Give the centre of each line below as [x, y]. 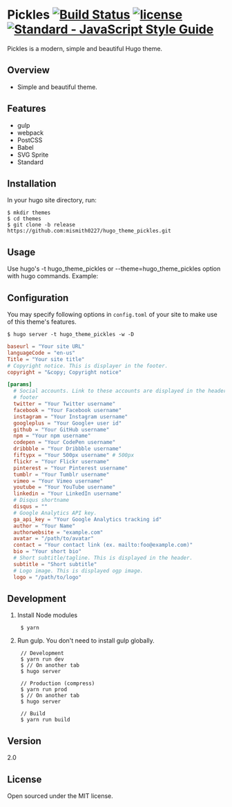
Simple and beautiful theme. [57, 87]
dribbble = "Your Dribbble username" [68, 449]
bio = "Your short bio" [47, 552]
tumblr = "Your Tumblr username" [61, 474]
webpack [30, 133]
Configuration [38, 298]
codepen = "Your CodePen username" [65, 443]
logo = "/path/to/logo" [47, 577]
